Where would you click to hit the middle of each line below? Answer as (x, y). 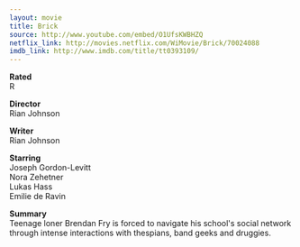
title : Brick (34, 26)
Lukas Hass (31, 187)
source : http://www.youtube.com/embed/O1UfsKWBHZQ (106, 34)
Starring (25, 158)
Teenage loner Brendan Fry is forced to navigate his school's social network (150, 224)
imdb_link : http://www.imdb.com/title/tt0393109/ (105, 51)
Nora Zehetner (36, 178)
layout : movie (36, 18)
